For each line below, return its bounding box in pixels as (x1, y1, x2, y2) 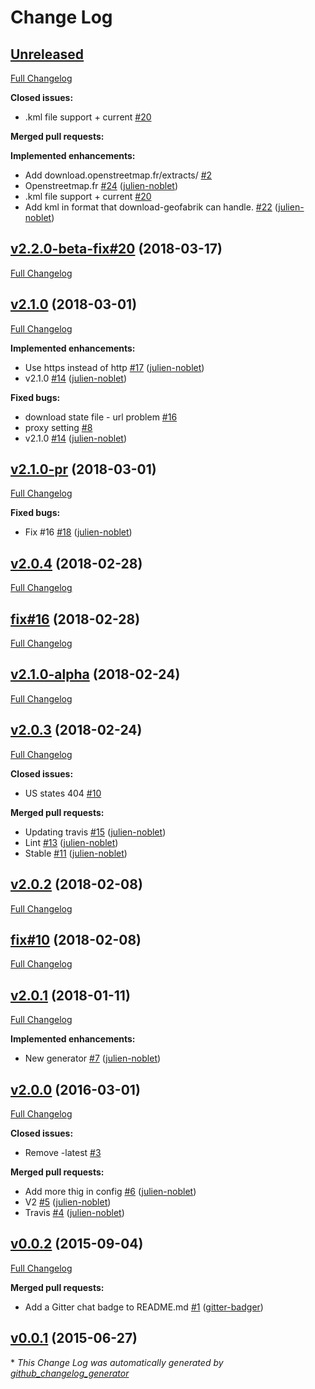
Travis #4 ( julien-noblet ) (24, 1206, 125, 1218)
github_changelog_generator (10, 1367, 130, 1379)
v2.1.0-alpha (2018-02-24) (10, 666, 181, 683)
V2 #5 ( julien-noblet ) (24, 1196, 112, 1208)
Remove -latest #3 (24, 1146, 102, 1158)
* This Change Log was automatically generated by (10, 1356, 224, 1368)
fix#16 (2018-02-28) (10, 611, 141, 628)
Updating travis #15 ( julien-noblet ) (24, 826, 167, 838)
